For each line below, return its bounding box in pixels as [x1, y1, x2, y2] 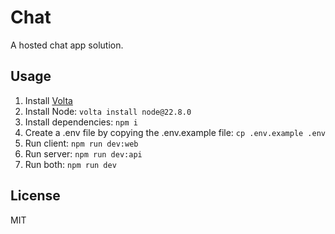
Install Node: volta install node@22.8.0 [24, 105, 192, 117]
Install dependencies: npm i [24, 116, 138, 128]
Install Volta [24, 94, 73, 106]
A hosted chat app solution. [10, 39, 124, 51]
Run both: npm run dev [24, 158, 117, 170]
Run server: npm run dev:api [24, 147, 143, 160]
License [10, 187, 61, 205]
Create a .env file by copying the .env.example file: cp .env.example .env [24, 126, 327, 138]
